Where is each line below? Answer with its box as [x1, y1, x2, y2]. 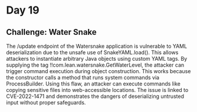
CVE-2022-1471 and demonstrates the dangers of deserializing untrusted [6, 93, 185, 100]
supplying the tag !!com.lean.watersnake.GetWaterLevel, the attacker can [6, 61, 185, 68]
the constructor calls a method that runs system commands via [6, 74, 160, 81]
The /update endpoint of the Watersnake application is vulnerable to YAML [6, 42, 188, 50]
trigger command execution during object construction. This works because [6, 68, 191, 74]
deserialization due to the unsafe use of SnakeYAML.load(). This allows [6, 49, 179, 56]
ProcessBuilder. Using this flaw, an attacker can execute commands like [6, 80, 181, 87]
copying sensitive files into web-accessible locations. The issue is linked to [6, 87, 189, 93]
